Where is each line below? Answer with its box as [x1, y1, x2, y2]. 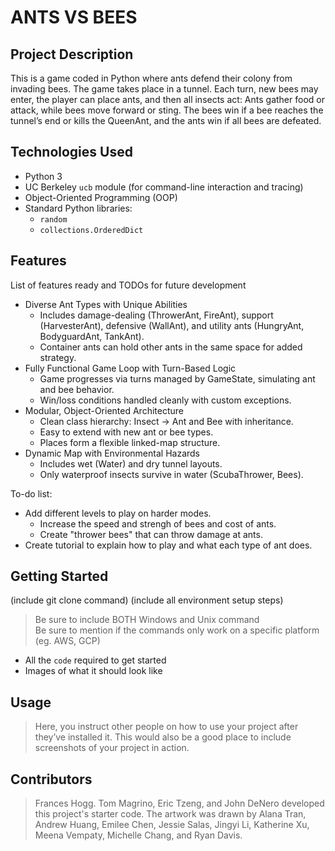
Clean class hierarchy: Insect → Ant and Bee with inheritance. [39, 415, 294, 427]
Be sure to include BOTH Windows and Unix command [34, 614, 260, 626]
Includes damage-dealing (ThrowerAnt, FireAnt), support [39, 309, 274, 321]
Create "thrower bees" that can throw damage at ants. [39, 528, 263, 540]
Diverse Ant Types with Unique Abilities [24, 298, 188, 310]
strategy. [39, 351, 77, 363]
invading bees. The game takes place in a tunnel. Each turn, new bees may [10, 83, 319, 95]
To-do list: [10, 487, 53, 500]
